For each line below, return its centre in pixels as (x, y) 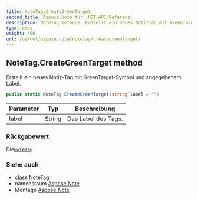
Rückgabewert (27, 136)
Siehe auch (23, 164)
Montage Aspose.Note (42, 190)
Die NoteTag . (21, 149)
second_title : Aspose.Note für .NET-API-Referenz (68, 17)
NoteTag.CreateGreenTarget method (74, 63)
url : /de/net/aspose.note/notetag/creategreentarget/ (74, 39)
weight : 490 (21, 34)
